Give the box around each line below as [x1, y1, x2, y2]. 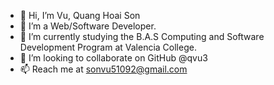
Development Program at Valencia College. [19, 41, 197, 53]
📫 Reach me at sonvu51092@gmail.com [19, 63, 188, 75]
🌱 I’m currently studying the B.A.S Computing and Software [19, 31, 265, 42]
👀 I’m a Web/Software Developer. [19, 20, 157, 32]
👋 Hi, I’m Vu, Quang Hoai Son [19, 10, 141, 21]
